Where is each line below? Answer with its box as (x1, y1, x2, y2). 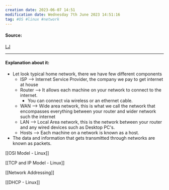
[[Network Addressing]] (5, 169, 54, 175)
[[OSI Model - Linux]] (5, 150, 49, 156)
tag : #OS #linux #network (5, 17, 59, 22)
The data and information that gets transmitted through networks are (12, 135, 155, 141)
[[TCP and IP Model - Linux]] (5, 159, 65, 166)
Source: (5, 32, 23, 38)
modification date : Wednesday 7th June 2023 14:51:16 (5, 12, 121, 17)
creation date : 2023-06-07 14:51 (5, 7, 75, 13)
